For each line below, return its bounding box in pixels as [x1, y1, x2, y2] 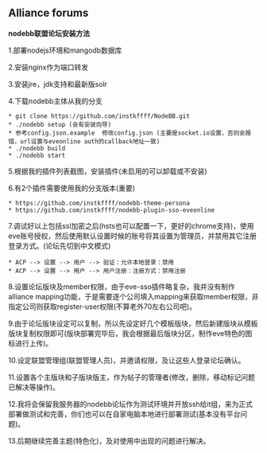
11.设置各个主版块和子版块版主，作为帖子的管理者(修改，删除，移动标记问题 [8, 372, 256, 381]
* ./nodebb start [8, 151, 66, 159]
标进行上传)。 [8, 338, 53, 348]
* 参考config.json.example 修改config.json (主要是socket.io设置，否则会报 [8, 129, 252, 137]
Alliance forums [8, 6, 89, 20]
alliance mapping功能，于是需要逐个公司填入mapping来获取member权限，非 [8, 291, 259, 301]
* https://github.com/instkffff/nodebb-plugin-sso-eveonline [8, 206, 215, 214]
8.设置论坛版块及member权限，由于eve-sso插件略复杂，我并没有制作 [8, 282, 236, 291]
